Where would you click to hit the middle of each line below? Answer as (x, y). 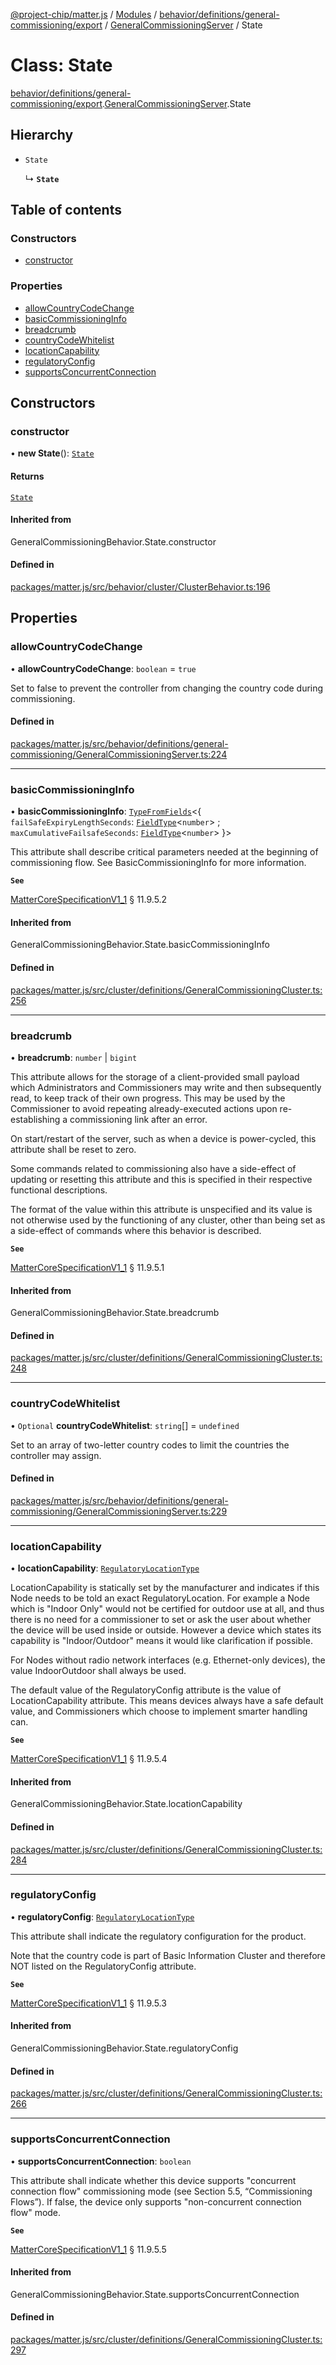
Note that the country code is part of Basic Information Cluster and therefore (168, 1955)
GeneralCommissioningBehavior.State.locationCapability (126, 1804)
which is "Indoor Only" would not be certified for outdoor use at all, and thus (167, 1609)
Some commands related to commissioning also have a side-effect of (153, 1168)
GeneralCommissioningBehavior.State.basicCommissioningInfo (140, 945)
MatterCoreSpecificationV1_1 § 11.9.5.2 (89, 900)
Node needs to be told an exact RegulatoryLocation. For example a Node (160, 1598)
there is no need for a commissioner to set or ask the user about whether (161, 1620)
